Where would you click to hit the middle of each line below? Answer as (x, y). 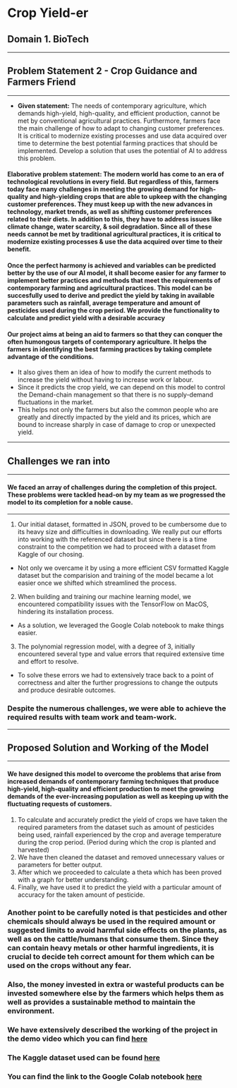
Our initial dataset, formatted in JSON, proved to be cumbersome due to (122, 524)
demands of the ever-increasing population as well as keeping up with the (118, 796)
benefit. (19, 249)
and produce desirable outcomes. (67, 690)
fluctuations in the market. (55, 402)
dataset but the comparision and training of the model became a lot (115, 576)
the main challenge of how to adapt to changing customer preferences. (121, 128)
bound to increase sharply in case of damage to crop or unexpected (116, 425)
